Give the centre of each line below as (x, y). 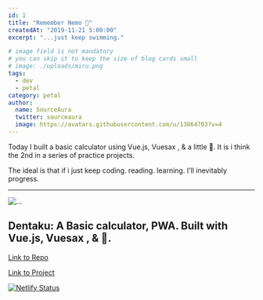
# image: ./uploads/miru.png (56, 66)
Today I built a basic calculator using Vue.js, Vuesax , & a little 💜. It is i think (129, 147)
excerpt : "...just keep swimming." (66, 37)
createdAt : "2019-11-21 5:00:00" (63, 30)
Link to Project (31, 273)
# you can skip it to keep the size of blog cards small (103, 59)
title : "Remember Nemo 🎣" (50, 23)
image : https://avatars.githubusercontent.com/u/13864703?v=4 (119, 125)
